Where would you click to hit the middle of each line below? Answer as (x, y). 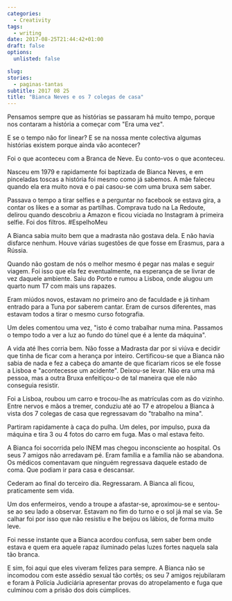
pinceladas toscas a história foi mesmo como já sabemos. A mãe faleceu (111, 179)
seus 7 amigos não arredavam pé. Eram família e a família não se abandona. (116, 455)
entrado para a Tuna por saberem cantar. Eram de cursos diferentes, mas (112, 307)
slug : (15, 71)
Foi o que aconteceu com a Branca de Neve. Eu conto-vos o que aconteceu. (116, 159)
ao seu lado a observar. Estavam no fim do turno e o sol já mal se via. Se (119, 511)
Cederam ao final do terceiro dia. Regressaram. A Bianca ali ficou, (101, 484)
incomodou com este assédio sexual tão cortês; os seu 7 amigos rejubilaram (116, 575)
